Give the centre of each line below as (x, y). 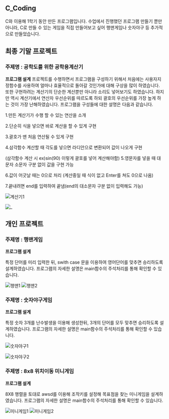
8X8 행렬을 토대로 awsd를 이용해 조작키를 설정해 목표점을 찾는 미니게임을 (77, 394)
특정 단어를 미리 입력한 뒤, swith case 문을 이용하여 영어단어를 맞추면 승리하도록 (84, 262)
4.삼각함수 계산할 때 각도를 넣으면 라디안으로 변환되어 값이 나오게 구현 (74, 147)
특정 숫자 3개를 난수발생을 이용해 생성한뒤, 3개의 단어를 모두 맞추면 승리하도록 (82, 323)
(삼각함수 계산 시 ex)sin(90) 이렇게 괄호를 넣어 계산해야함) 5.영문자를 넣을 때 (80, 158)
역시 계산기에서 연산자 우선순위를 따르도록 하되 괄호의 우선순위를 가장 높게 (83, 98)
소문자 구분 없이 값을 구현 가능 (44, 164)
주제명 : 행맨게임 (24, 239)
